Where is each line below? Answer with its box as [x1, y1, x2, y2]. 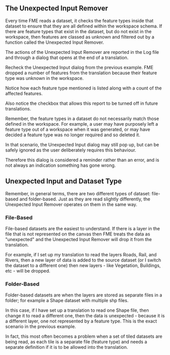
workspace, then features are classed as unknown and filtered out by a [5, 34, 154, 40]
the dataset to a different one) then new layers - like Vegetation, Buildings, [5, 262, 161, 269]
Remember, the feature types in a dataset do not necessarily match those [5, 115, 159, 122]
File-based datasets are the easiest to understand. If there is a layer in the [5, 225, 160, 231]
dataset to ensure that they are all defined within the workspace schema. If [5, 23, 162, 29]
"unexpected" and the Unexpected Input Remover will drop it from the [5, 236, 152, 242]
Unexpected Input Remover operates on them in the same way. [5, 201, 137, 208]
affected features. [5, 90, 43, 96]
